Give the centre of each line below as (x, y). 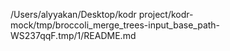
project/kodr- (166, 14)
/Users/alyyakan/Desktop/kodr (73, 14)
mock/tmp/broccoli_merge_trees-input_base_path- (115, 25)
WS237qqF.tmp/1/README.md (73, 35)
